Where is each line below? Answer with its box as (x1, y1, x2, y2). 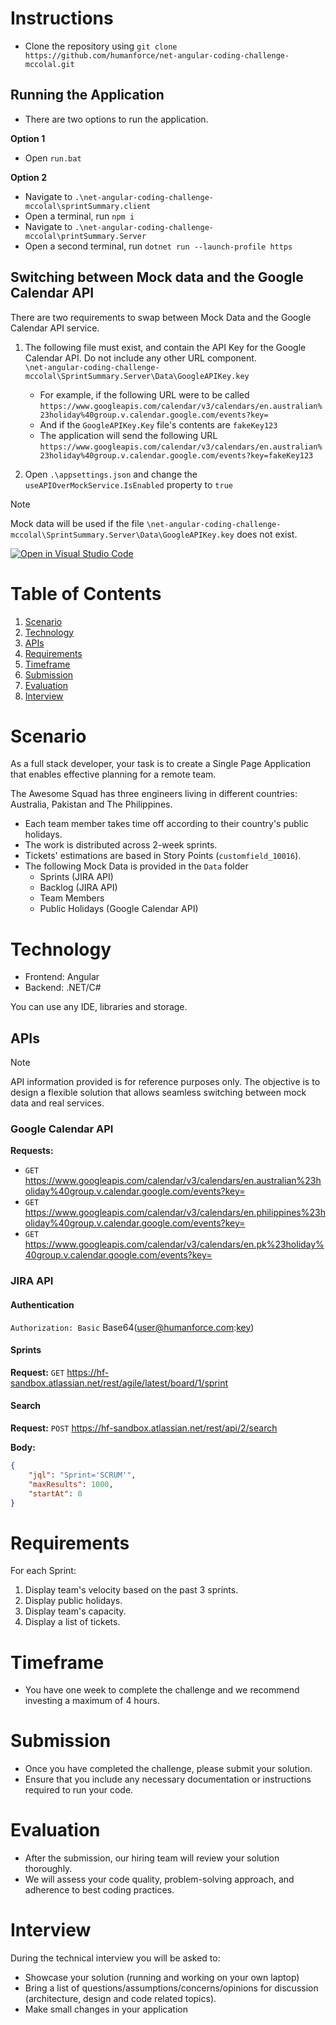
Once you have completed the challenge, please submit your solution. (24, 1763, 313, 1775)
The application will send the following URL (39, 429, 218, 441)
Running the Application (10, 87, 165, 104)
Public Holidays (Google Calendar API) (39, 903, 199, 915)
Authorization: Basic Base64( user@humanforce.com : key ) (10, 1321, 255, 1333)
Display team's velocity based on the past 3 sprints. (24, 1584, 239, 1596)
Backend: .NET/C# (24, 982, 102, 994)
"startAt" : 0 (28, 1488, 83, 1499)
